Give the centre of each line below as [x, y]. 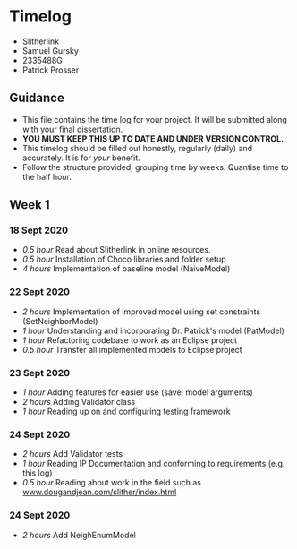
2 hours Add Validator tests [72, 454]
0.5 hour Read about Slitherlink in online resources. [116, 250]
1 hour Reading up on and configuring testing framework [126, 412]
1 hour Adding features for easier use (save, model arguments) [137, 392]
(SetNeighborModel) [60, 321]
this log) [37, 473]
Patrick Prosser [51, 70]
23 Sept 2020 [40, 373]
